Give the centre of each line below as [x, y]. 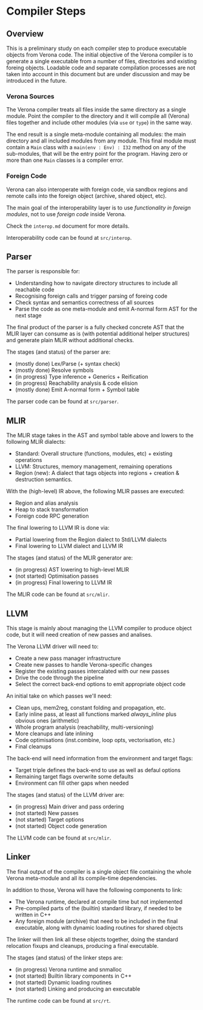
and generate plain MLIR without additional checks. [70, 340]
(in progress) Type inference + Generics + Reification [82, 377]
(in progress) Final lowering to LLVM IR [63, 583]
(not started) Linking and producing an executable [78, 989]
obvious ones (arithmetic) [47, 721]
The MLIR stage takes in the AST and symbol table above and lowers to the [100, 435]
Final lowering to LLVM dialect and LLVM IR [69, 546]
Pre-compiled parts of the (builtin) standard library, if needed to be [98, 908]
